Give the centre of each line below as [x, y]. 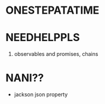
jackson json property [41, 94]
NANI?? [25, 78]
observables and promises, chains [56, 54]
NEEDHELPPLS [43, 38]
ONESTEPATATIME [52, 10]
